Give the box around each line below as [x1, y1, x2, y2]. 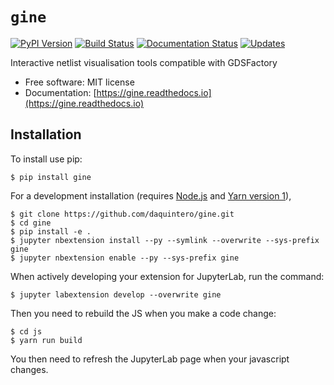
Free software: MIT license [24, 76, 135, 88]
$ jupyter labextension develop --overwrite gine [10, 289, 222, 300]
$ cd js [10, 326, 43, 337]
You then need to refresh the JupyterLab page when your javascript [10, 353, 290, 365]
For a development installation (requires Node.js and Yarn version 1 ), [10, 189, 292, 202]
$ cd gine [10, 218, 52, 228]
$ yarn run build [10, 335, 83, 345]
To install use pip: [10, 153, 83, 165]
